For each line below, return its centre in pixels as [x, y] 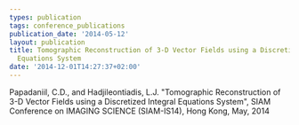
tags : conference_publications [67, 26]
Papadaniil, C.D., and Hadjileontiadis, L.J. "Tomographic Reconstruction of [145, 92]
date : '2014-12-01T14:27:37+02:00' [75, 67]
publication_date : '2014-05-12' [69, 34]
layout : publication [48, 42]
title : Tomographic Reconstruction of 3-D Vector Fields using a [133, 51]
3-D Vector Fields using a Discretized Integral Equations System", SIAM [140, 101]
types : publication [45, 17]
